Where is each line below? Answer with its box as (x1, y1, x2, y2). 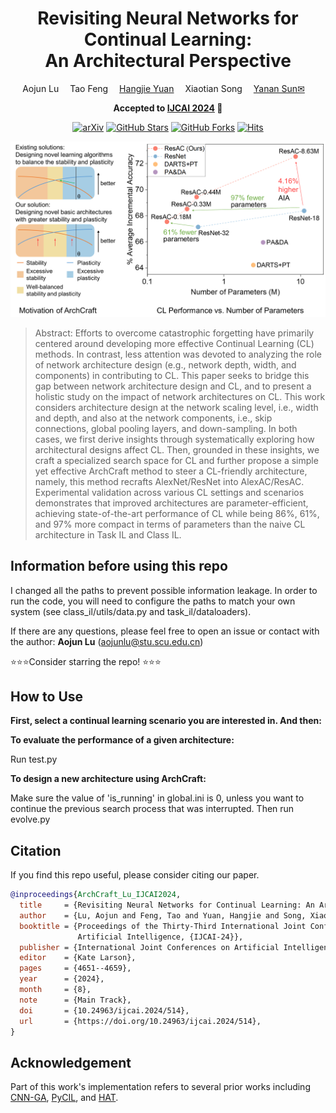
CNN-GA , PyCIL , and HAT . (10, 1092, 119, 1104)
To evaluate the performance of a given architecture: (10, 734, 235, 746)
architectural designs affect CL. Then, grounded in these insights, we (34, 443, 320, 456)
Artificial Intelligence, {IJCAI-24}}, (77, 932, 244, 942)
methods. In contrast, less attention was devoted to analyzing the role (34, 348, 323, 360)
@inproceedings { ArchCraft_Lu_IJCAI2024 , (10, 890, 182, 900)
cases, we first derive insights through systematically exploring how (34, 433, 315, 445)
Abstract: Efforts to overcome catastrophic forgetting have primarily (34, 327, 315, 339)
